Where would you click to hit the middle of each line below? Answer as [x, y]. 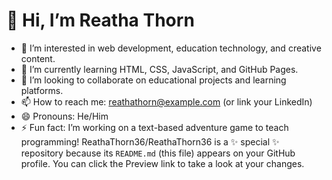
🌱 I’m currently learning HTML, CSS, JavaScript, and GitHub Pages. [159, 69]
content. [38, 58]
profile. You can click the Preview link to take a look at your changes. [162, 163]
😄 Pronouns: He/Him [64, 116]
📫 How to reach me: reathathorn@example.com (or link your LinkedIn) [166, 101]
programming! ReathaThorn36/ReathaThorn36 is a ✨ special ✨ [150, 141]
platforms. [42, 90]
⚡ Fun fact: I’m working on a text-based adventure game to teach [154, 127]
